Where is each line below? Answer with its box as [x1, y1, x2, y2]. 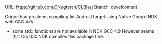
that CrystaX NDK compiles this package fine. [12, 34, 104, 39]
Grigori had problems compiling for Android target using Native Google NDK [5, 14, 157, 19]
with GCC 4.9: [5, 19, 33, 24]
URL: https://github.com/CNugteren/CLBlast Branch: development [5, 4, 138, 10]
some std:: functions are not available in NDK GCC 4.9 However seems [12, 28, 154, 34]
